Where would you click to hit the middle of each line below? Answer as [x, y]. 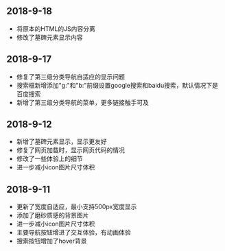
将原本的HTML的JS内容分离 [56, 28]
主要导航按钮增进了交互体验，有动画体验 [73, 232]
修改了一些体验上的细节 [49, 159]
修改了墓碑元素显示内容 [49, 37]
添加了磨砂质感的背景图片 [52, 215]
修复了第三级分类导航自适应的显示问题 [70, 76]
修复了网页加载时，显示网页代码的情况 [70, 150]
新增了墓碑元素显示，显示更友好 [61, 142]
